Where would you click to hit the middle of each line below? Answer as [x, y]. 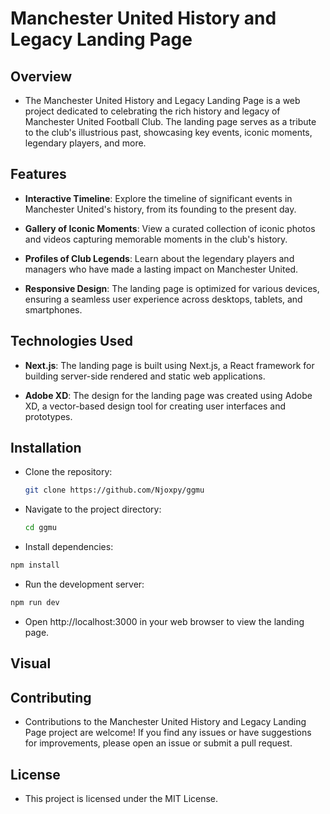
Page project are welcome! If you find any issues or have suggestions [168, 733]
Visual [31, 663]
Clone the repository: [68, 472]
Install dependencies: [69, 547]
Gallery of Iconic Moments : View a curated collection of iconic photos [170, 228]
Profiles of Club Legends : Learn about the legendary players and [159, 258]
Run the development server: [84, 584]
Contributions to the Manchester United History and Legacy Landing [165, 722]
